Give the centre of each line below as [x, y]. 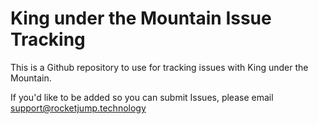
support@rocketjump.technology [78, 108]
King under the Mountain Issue [141, 18]
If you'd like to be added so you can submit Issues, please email [142, 97]
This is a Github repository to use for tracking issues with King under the [159, 67]
